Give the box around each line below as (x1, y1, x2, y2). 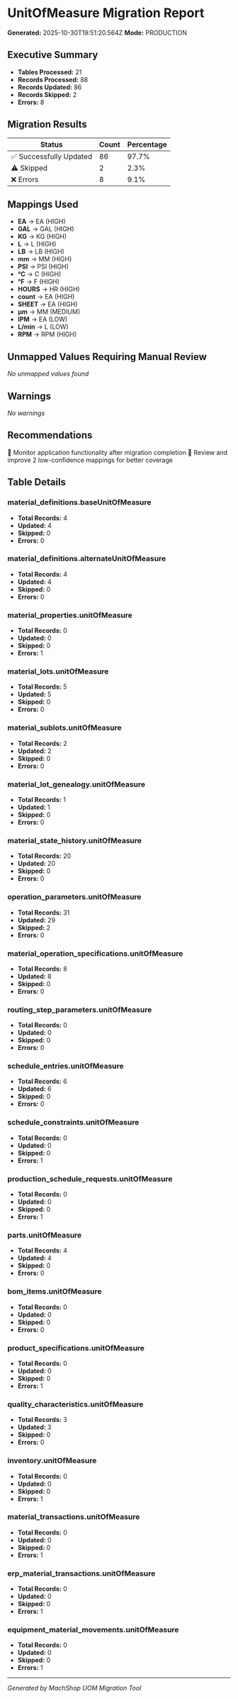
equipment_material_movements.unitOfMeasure (7, 1625, 179, 1635)
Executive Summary (7, 49, 98, 61)
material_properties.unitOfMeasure (7, 610, 133, 620)
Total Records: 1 (17, 795, 66, 803)
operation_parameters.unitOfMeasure (7, 892, 142, 902)
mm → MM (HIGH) (17, 255, 72, 264)
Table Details (7, 476, 66, 488)
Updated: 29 (17, 915, 55, 924)
